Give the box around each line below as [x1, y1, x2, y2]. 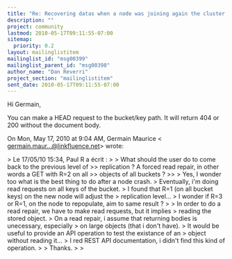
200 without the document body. [7, 121, 101, 129]
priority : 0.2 [13, 42, 54, 49]
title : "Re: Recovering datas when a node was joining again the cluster [7, 10, 226, 17]
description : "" [7, 17, 54, 24]
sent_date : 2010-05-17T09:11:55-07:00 [7, 81, 119, 88]
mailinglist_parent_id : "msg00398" [7, 62, 110, 69]
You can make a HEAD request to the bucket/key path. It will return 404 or [7, 114, 219, 122]
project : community [7, 23, 64, 30]
